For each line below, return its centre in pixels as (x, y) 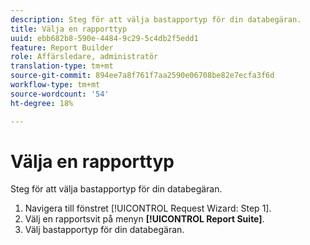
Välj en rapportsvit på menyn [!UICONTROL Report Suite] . (144, 219)
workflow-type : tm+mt (55, 85)
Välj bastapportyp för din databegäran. (104, 230)
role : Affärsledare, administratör (84, 57)
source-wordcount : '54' (60, 94)
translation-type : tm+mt (62, 66)
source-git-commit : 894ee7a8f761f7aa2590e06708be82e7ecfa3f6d (142, 76)
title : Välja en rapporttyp (69, 29)
